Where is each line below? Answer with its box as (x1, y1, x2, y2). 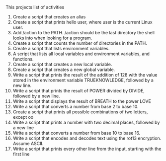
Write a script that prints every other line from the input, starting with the (12, 146, 162, 152)
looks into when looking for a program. (12, 35, 92, 41)
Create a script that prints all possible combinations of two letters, (12, 109, 148, 115)
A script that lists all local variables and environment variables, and (12, 51, 150, 57)
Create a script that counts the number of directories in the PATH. (12, 40, 147, 46)
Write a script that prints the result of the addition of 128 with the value (12, 72, 158, 78)
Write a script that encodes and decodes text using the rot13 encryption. (12, 135, 162, 141)
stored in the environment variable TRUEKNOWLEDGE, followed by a (12, 77, 154, 83)
